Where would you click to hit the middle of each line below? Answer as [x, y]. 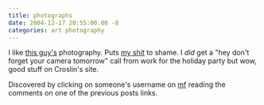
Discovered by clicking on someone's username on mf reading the [117, 84]
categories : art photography [56, 30]
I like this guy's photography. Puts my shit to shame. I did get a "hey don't [129, 53]
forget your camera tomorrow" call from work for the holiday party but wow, [132, 61]
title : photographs [41, 15]
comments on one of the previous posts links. [83, 93]
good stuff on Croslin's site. [54, 69]
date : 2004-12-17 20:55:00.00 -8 [64, 23]
